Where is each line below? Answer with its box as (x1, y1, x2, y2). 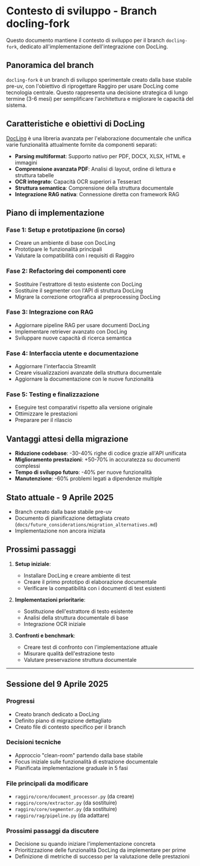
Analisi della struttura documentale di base (23, 614, 129, 621)
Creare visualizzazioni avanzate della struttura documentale (14, 369, 162, 377)
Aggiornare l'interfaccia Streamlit (14, 363, 96, 370)
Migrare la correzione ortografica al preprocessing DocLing (14, 293, 161, 300)
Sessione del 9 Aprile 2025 (6, 679, 109, 689)
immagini (14, 159, 37, 166)
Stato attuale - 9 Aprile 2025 (6, 492, 114, 503)
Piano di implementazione (6, 208, 105, 218)
